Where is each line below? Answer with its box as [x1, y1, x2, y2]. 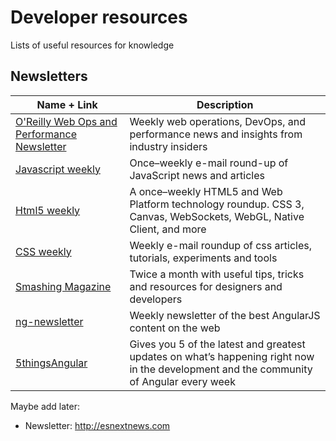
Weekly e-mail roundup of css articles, [129, 238, 312, 252]
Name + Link [36, 97, 98, 111]
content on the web [129, 321, 221, 335]
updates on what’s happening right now [129, 349, 315, 363]
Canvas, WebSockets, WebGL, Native [129, 209, 305, 223]
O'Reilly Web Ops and [15, 114, 118, 128]
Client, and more [129, 222, 207, 236]
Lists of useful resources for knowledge [10, 39, 175, 51]
